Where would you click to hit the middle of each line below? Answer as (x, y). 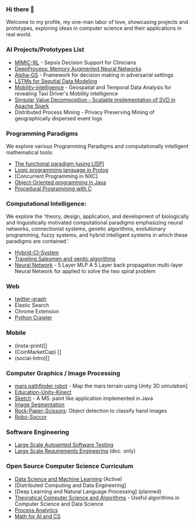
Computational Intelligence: (46, 203)
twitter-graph (30, 299)
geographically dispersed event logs (58, 118)
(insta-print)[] (31, 346)
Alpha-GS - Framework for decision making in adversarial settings (94, 75)
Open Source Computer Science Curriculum (70, 466)
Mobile (16, 333)
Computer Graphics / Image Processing (63, 373)
